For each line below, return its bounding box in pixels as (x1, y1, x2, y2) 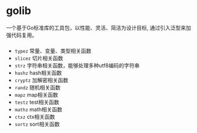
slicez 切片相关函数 (14, 54, 64, 62)
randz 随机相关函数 (14, 84, 61, 91)
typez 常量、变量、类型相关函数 (14, 47, 92, 54)
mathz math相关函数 (14, 105, 63, 112)
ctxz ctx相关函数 (14, 113, 55, 120)
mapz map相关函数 (14, 91, 59, 98)
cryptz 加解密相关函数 (14, 76, 69, 83)
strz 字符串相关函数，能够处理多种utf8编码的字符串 (14, 62, 140, 69)
